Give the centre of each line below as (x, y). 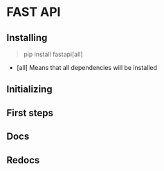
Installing (27, 38)
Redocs (23, 160)
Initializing (29, 90)
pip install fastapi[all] (53, 54)
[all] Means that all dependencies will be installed (86, 67)
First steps (30, 112)
